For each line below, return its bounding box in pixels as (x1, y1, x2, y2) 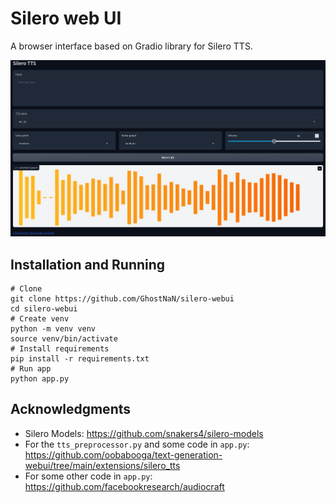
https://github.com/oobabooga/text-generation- (24, 448, 223, 461)
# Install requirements (10, 344, 110, 354)
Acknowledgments (10, 401, 132, 418)
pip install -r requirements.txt (10, 354, 150, 364)
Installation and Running (10, 256, 166, 273)
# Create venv (10, 314, 70, 324)
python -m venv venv (10, 324, 97, 334)
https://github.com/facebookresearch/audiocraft (24, 480, 225, 492)
